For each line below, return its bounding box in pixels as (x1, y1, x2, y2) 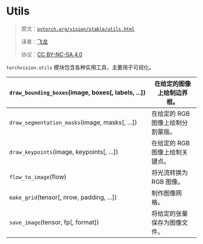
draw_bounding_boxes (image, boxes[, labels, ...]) (9, 88, 146, 96)
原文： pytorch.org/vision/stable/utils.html (21, 25, 135, 32)
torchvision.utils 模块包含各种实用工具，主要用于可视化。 (6, 64, 155, 71)
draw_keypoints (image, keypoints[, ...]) (9, 147, 119, 156)
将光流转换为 (151, 168, 188, 177)
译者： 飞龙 (21, 38, 48, 45)
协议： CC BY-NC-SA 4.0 (21, 50, 83, 58)
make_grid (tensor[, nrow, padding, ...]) (9, 193, 117, 201)
